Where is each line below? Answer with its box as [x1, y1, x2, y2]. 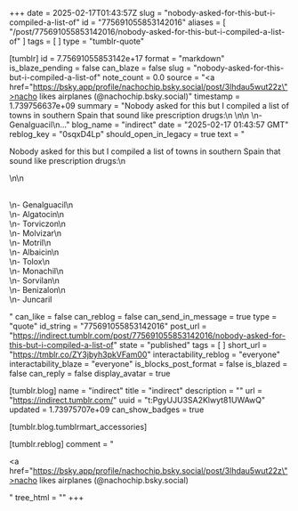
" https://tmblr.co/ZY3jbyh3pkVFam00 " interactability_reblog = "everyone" [9, 349, 280, 360]
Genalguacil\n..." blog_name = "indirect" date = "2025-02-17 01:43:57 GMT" [9, 119, 289, 130]
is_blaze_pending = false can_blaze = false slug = [9, 62, 191, 73]
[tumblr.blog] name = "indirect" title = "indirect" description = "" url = [9, 385, 262, 395]
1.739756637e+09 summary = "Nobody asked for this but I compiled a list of [9, 101, 289, 110]
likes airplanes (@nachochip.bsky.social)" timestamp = [39, 91, 240, 101]
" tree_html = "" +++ [9, 492, 85, 502]
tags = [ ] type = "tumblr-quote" [28, 36, 145, 46]
